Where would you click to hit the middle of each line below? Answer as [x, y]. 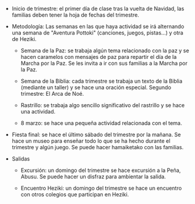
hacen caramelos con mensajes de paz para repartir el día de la [99, 57]
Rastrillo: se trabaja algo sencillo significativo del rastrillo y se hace [103, 105]
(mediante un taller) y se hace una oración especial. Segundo [96, 87]
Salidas [21, 159]
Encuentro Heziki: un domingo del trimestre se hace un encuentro [101, 188]
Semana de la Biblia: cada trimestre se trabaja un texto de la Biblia [101, 81]
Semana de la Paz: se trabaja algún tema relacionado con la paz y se [105, 51]
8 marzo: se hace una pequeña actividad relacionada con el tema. [101, 123]
